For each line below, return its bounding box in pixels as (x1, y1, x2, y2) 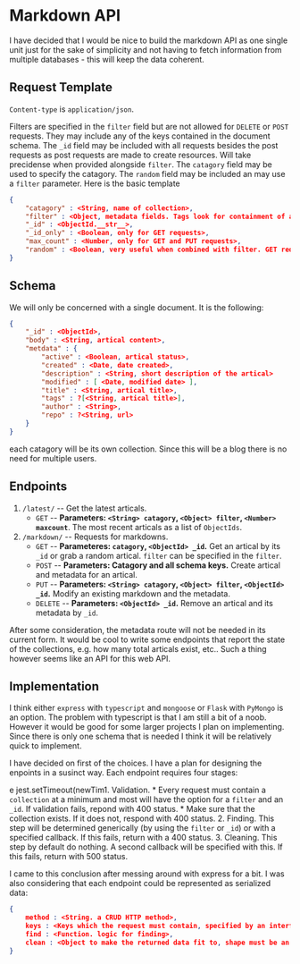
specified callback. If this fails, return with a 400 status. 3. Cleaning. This (9, 833, 278, 843)
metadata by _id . (35, 607, 99, 618)
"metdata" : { (25, 344, 78, 353)
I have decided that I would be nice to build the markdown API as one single (9, 35, 288, 46)
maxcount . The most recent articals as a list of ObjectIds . (35, 521, 243, 532)
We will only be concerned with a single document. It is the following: (9, 301, 264, 313)
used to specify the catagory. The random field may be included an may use (9, 168, 286, 179)
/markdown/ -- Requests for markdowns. (21, 531, 169, 542)
